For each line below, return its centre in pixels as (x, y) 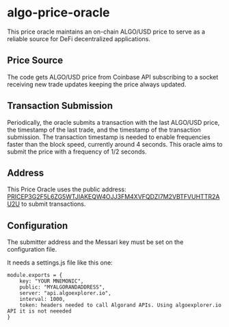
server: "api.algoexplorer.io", (65, 293)
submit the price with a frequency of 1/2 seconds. (77, 152)
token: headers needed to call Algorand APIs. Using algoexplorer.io (121, 305)
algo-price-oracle (59, 13)
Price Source (35, 61)
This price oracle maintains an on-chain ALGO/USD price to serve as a (106, 32)
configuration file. (32, 250)
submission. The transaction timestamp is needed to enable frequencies (109, 137)
